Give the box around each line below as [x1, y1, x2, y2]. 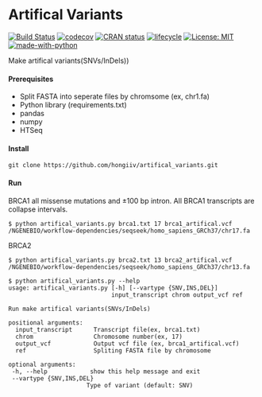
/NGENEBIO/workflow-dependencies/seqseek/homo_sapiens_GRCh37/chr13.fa [8, 263, 250, 271]
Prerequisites [8, 74, 54, 84]
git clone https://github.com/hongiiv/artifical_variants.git [8, 162, 218, 169]
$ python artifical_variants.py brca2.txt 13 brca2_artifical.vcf [8, 256, 233, 264]
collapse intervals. [8, 204, 68, 214]
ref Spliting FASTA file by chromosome [15, 346, 212, 355]
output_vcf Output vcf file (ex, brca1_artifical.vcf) [15, 340, 240, 348]
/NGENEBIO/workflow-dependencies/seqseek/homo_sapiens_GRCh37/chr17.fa [8, 227, 250, 235]
